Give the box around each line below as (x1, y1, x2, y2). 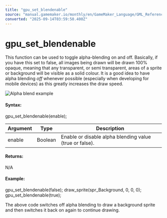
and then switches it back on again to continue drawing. (5, 207, 120, 213)
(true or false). (61, 139, 94, 146)
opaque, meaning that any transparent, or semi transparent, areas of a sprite (5, 65, 162, 71)
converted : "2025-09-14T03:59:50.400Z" (5, 16, 88, 21)
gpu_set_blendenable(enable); (5, 113, 67, 119)
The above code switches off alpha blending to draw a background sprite (5, 202, 156, 208)
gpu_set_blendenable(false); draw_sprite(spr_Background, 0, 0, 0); (5, 187, 142, 193)
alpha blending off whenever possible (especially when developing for (5, 76, 149, 82)
